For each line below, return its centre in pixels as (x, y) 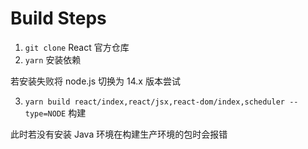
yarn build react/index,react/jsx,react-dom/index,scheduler (155, 102)
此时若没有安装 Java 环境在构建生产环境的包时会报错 (119, 134)
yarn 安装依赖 (53, 59)
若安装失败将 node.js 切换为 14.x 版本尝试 (95, 81)
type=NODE (45, 113)
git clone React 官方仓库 (77, 47)
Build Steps (58, 18)
